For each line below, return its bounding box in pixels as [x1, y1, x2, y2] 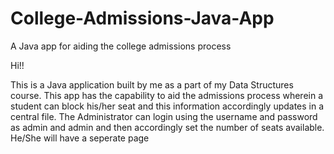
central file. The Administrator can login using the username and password [10, 110, 318, 122]
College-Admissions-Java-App [10, 7, 275, 30]
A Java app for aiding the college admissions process [10, 40, 232, 52]
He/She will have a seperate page [10, 132, 150, 144]
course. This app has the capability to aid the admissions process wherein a [10, 89, 324, 101]
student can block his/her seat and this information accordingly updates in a [10, 100, 325, 112]
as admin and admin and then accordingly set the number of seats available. [10, 121, 325, 133]
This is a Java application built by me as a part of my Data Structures [10, 78, 294, 91]
